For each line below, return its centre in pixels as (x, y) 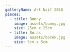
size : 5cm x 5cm (31, 42)
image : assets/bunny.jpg (40, 24)
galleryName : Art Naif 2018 (34, 10)
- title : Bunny (25, 19)
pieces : (13, 14)
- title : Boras (25, 33)
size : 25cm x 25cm (33, 28)
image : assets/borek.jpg (40, 38)
